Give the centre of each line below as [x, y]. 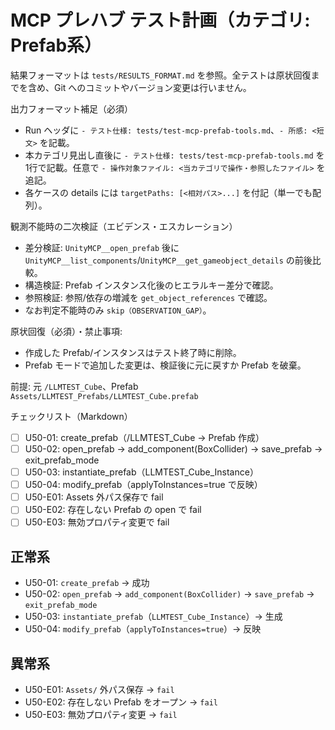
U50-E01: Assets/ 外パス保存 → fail [99, 689]
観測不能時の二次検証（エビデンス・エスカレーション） [124, 226]
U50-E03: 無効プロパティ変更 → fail [101, 714]
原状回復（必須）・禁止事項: [66, 331]
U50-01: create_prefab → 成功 [87, 583]
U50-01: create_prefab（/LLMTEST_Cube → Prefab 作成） [144, 437]
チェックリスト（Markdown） [71, 416]
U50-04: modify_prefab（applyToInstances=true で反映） [143, 485]
